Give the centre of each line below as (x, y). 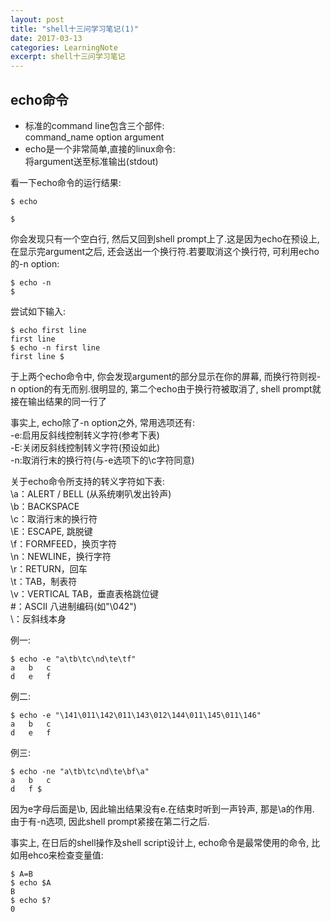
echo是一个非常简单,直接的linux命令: (100, 148)
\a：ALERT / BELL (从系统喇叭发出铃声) (91, 493)
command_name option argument (94, 137)
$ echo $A (31, 882)
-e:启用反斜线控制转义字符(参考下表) (85, 435)
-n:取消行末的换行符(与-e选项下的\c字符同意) (102, 460)
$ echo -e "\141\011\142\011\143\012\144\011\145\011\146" (136, 715)
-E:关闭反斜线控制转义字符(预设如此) (85, 447)
